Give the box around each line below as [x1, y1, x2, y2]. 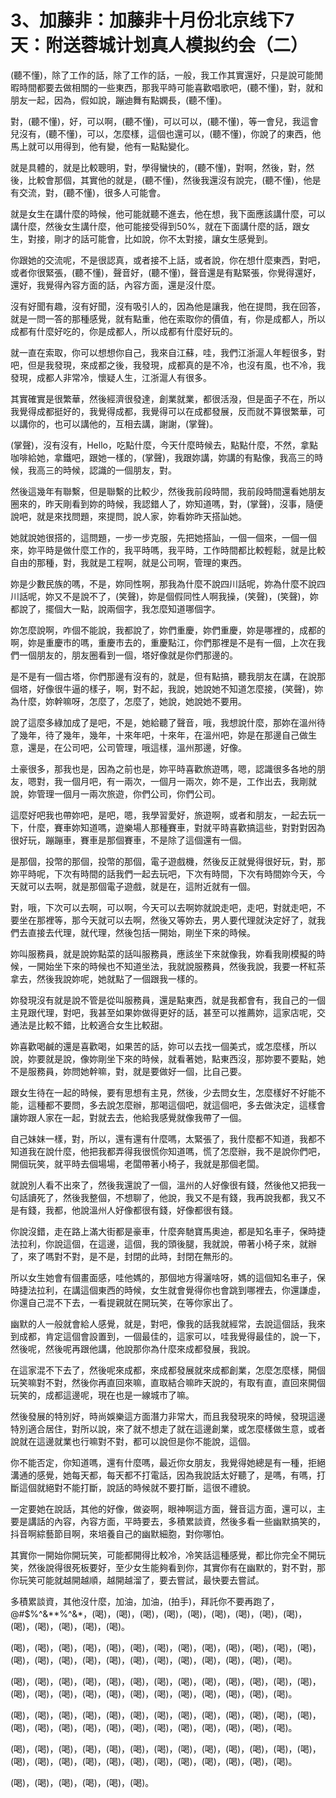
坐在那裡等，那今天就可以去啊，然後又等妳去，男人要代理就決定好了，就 [18, 914, 317, 926]
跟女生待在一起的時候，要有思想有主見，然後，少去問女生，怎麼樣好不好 [10, 1086, 308, 1098]
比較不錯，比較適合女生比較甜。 [36, 1019, 168, 1031]
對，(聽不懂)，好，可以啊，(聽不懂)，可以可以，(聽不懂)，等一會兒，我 [10, 115, 302, 127]
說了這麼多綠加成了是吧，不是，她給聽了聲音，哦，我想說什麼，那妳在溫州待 [10, 716, 326, 728]
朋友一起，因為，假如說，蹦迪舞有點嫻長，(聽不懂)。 [10, 94, 228, 106]
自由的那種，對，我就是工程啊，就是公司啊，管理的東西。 [10, 556, 247, 568]
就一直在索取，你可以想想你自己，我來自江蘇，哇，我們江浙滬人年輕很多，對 [10, 346, 326, 358]
